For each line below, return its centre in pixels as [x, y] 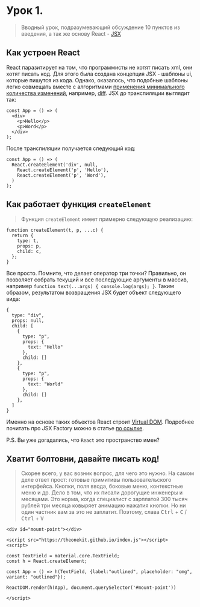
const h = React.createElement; [47, 561]
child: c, [30, 251]
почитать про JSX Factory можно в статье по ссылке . [75, 428]
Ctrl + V [32, 519]
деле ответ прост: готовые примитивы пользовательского [96, 480]
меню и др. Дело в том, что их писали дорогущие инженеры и [102, 493]
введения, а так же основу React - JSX [71, 33]
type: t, [28, 241]
